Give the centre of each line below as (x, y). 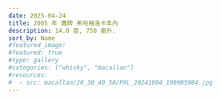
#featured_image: (37, 46)
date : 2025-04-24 (37, 16)
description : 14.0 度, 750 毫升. (62, 30)
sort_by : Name (32, 38)
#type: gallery (34, 61)
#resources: (28, 75)
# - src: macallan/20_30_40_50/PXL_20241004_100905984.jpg (111, 82)
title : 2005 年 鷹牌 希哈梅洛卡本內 (63, 23)
